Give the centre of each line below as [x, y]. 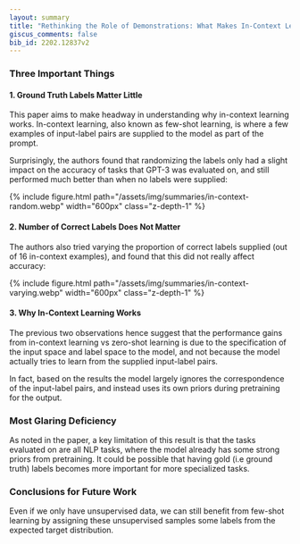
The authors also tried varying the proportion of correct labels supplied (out [148, 247]
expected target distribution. [62, 530]
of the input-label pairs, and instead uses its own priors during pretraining [145, 388]
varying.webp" [37, 292]
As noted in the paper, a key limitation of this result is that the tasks [133, 440]
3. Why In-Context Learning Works [75, 313]
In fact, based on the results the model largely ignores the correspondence [147, 378]
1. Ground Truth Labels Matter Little [76, 95]
